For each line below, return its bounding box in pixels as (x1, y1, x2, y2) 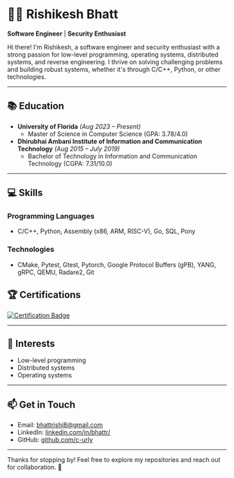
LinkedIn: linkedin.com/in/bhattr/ (17, 428, 111, 437)
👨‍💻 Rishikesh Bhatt (7, 6, 118, 22)
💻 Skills (7, 187, 43, 199)
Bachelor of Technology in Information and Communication (27, 151, 198, 160)
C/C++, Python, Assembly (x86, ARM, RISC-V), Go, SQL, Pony (17, 227, 196, 236)
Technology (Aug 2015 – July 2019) (17, 144, 120, 153)
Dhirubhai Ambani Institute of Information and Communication (17, 137, 203, 145)
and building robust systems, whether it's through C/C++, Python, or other (7, 65, 221, 73)
